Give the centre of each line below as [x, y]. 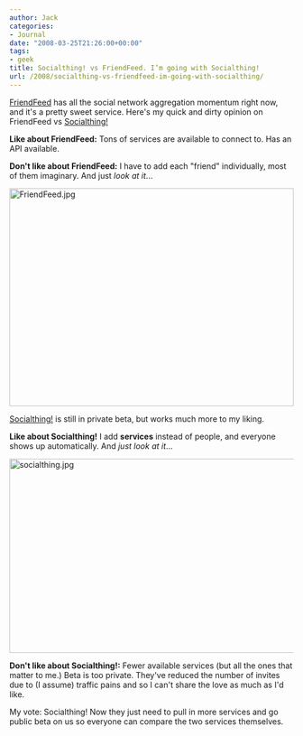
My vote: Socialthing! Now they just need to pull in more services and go [144, 712]
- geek [22, 60]
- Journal [28, 34]
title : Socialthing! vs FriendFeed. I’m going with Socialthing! [134, 69]
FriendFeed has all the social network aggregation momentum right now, [144, 102]
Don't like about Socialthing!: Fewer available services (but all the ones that [151, 666]
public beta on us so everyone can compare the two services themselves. [147, 721]
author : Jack [34, 18]
